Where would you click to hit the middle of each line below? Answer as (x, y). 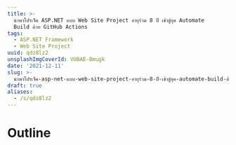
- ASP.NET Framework (44, 40)
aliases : (20, 92)
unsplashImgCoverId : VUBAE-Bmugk (56, 60)
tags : (15, 33)
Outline (29, 133)
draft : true (25, 85)
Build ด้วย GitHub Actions (51, 27)
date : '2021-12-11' (36, 66)
